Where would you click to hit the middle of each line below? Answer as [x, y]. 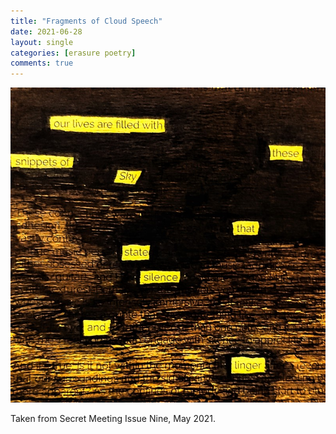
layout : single [42, 42]
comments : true [42, 63]
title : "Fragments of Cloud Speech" [86, 21]
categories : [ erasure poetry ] [73, 53]
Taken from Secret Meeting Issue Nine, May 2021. [113, 419]
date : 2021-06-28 [46, 31]
